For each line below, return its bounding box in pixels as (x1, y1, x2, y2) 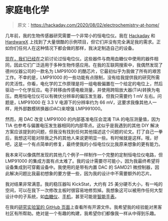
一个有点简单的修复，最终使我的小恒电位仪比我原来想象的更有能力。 (22, 141, 163, 147)
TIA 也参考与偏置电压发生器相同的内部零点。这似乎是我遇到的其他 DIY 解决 (5, 122, 159, 128)
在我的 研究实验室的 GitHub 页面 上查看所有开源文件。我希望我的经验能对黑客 (5, 204, 162, 210)
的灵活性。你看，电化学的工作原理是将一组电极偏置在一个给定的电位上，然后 (5, 80, 163, 86)
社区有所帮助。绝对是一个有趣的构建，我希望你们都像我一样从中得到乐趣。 (5, 210, 158, 216)
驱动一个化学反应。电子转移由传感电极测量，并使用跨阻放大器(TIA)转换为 (5, 87, 156, 93)
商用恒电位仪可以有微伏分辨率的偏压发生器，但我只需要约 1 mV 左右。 (13, 93, 157, 99)
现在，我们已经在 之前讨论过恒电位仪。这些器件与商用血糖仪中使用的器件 (5, 55, 154, 61)
